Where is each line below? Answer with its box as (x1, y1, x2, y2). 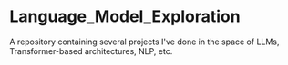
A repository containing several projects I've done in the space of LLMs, (9, 36, 280, 47)
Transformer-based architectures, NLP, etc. (9, 45, 173, 56)
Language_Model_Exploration (9, 6, 241, 27)
